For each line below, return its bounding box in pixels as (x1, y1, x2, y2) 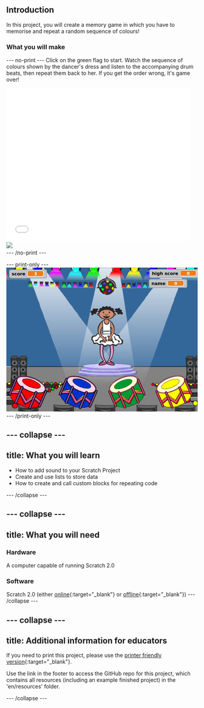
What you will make (6, 43, 66, 51)
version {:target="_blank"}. (6, 658, 72, 665)
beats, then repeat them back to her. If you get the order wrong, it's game (6, 69, 190, 77)
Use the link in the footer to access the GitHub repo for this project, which (6, 670, 191, 678)
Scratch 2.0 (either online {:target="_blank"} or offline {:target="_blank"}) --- (6, 591, 195, 598)
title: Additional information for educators (6, 636, 168, 646)
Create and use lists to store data (15, 473, 98, 480)
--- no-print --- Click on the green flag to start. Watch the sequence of (6, 57, 183, 64)
